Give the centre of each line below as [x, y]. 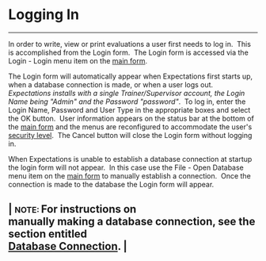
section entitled [48, 234]
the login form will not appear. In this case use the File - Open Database [126, 167]
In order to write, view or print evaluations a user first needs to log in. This [130, 44]
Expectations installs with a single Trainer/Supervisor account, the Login [127, 93]
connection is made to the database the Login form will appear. [111, 184]
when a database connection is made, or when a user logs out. [111, 84]
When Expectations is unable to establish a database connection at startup [130, 159]
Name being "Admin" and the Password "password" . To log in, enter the [127, 102]
